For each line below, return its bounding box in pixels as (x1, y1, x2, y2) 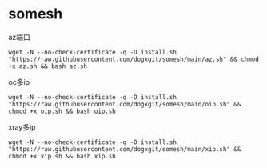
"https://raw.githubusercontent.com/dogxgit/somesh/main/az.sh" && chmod (8, 55, 260, 63)
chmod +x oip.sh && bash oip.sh (8, 107, 116, 115)
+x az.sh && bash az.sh (8, 62, 88, 70)
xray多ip (8, 122, 36, 132)
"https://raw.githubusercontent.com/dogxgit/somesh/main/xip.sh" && (8, 145, 241, 153)
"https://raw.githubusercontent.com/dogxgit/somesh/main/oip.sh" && (8, 100, 241, 108)
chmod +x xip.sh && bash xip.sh (8, 152, 116, 160)
